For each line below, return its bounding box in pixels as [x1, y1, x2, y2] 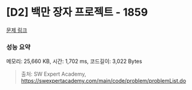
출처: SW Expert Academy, [20, 70, 86, 78]
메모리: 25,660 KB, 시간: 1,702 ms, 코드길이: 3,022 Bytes [6, 58, 142, 65]
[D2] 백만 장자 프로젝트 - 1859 [6, 5, 148, 19]
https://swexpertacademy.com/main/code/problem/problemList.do [20, 77, 187, 85]
